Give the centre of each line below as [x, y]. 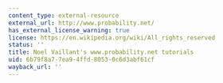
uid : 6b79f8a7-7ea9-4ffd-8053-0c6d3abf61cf [82, 60]
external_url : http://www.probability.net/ [82, 23]
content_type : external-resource [64, 15]
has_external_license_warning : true [69, 30]
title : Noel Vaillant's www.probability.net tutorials [101, 52]
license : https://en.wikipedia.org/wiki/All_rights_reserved [112, 38]
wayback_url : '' [35, 67]
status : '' [26, 45]
